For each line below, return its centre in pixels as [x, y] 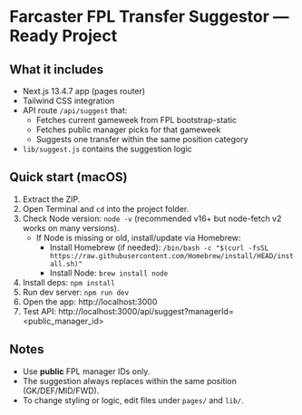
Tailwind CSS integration [68, 101]
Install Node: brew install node [109, 273]
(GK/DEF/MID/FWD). [61, 391]
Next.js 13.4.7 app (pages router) [84, 91]
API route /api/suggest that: [75, 110]
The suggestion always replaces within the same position [130, 381]
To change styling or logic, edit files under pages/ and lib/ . [133, 400]
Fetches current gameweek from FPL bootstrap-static [136, 120]
